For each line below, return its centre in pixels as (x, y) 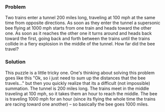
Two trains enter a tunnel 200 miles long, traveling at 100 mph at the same (80, 18)
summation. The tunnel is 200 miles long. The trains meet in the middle (77, 88)
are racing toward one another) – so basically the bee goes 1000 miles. (77, 104)
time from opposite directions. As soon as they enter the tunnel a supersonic (83, 23)
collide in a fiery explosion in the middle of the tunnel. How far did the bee (80, 44)
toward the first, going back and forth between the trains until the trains (78, 38)
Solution (16, 62)
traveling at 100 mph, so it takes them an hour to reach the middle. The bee (81, 93)
